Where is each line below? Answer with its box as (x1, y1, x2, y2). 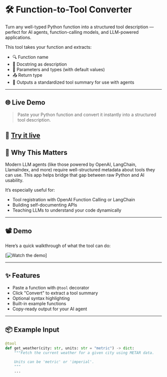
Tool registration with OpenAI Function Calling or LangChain (12, 196, 135, 202)
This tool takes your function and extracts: (5, 44, 92, 50)
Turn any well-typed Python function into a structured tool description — (5, 23, 154, 30)
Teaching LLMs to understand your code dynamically (12, 207, 122, 213)
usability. (5, 177, 24, 183)
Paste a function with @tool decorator (12, 284, 89, 290)
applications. (5, 34, 31, 40)
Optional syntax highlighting (12, 295, 70, 301)
